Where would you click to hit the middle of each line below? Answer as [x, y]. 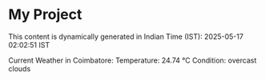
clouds [20, 68]
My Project [45, 15]
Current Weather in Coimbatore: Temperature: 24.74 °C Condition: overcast [132, 60]
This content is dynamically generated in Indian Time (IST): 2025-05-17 [126, 36]
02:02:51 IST [29, 44]
